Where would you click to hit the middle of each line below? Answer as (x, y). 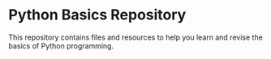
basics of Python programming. (61, 45)
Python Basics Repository (97, 15)
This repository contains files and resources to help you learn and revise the (136, 37)
